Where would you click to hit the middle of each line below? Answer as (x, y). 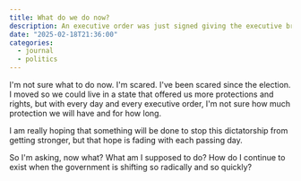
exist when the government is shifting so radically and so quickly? (131, 167)
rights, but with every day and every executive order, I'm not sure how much (150, 103)
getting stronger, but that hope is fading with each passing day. (126, 140)
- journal (35, 51)
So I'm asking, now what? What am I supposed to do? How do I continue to (147, 157)
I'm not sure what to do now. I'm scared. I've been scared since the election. (150, 85)
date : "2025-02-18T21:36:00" (64, 34)
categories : (31, 43)
